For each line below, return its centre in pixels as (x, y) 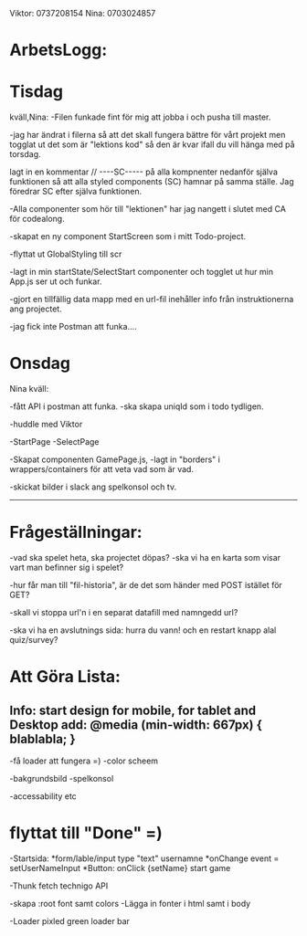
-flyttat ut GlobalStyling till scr (66, 254)
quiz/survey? (34, 640)
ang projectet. (36, 309)
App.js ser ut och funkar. (56, 281)
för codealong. (37, 219)
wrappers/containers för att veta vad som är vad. (102, 469)
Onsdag (40, 363)
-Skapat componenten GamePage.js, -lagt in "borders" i (115, 459)
